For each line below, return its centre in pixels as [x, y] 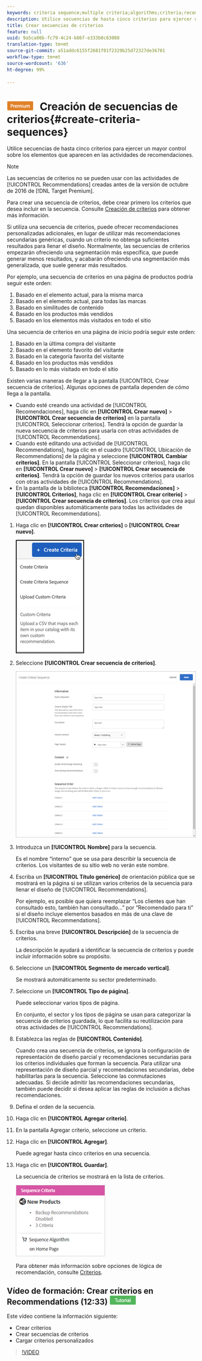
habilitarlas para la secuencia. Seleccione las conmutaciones [91, 1076]
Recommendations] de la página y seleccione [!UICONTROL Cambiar [101, 456]
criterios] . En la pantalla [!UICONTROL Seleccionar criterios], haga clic [103, 463]
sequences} [37, 132]
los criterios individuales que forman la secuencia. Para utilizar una [98, 1063]
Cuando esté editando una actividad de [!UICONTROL [82, 444]
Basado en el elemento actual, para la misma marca [79, 295]
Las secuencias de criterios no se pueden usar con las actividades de [93, 178]
